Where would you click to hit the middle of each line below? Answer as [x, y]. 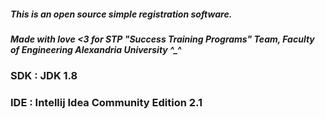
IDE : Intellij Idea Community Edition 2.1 [106, 103]
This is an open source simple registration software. [121, 14]
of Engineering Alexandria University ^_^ [96, 49]
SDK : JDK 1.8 [44, 76]
